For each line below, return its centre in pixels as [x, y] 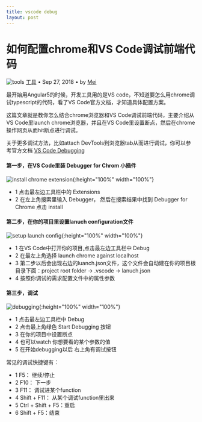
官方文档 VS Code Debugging [48, 151]
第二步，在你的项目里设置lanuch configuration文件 [70, 222]
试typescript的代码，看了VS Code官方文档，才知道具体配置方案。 [88, 102]
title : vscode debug [32, 12]
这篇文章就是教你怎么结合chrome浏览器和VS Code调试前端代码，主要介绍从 [100, 115]
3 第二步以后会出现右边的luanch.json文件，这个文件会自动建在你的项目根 [105, 263]
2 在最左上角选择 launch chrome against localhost [77, 255]
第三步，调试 [22, 293]
